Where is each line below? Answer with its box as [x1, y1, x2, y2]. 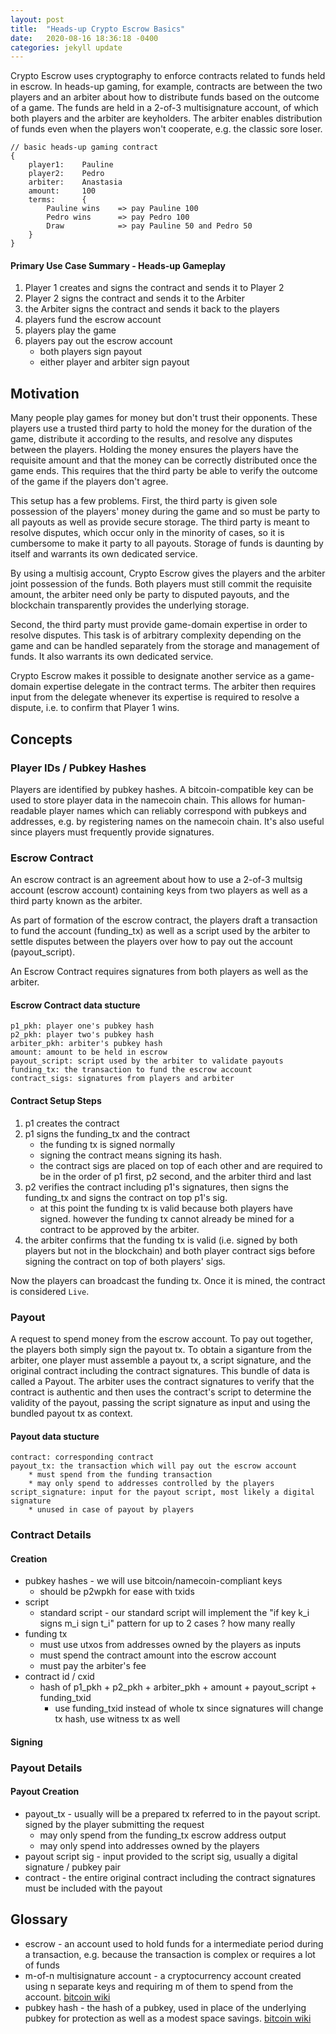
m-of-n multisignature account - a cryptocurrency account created [24, 1969, 302, 1981]
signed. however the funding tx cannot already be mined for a [39, 1212, 295, 1225]
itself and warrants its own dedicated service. [10, 548, 198, 560]
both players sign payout [39, 346, 143, 358]
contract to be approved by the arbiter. [39, 1223, 200, 1235]
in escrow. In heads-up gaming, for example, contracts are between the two [10, 81, 323, 93]
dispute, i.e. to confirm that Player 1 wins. [10, 702, 180, 714]
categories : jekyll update [10, 42, 123, 53]
